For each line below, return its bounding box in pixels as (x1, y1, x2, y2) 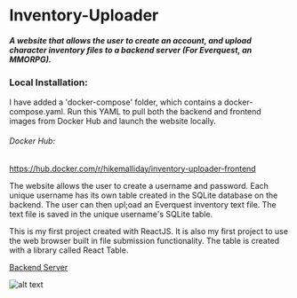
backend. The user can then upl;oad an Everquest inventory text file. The (9, 199, 277, 209)
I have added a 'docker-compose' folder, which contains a (9, 97, 222, 107)
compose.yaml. (9, 106, 66, 116)
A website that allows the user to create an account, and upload (9, 35, 252, 45)
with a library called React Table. (9, 245, 129, 255)
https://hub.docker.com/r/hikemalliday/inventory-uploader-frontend (9, 163, 256, 174)
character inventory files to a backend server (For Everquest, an (9, 44, 253, 55)
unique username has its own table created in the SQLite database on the (9, 190, 278, 200)
